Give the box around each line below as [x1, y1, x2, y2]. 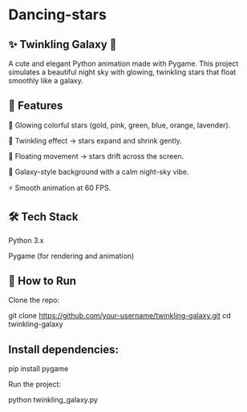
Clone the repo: [8, 295, 60, 305]
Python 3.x [8, 235, 44, 245]
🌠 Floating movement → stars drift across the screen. [8, 151, 184, 161]
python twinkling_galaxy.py [8, 395, 99, 405]
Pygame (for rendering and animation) [8, 251, 135, 261]
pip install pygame [8, 364, 69, 374]
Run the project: [8, 379, 62, 390]
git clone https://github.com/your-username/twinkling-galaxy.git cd [8, 311, 231, 321]
